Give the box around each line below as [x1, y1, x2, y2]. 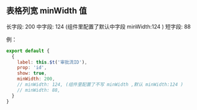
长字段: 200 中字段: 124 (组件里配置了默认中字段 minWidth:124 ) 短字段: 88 [6, 23, 191, 30]
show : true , [17, 70, 47, 77]
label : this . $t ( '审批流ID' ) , [17, 59, 87, 65]
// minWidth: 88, [17, 87, 61, 93]
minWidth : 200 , [17, 76, 55, 82]
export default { [6, 48, 50, 54]
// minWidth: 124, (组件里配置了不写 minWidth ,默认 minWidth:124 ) [17, 82, 184, 88]
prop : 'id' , [17, 65, 47, 71]
